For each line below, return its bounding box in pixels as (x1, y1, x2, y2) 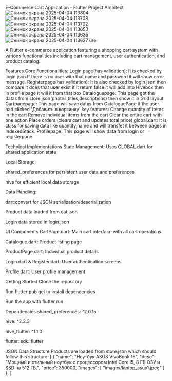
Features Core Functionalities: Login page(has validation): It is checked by (5, 68, 162, 74)
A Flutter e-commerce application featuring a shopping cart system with (5, 47, 158, 53)
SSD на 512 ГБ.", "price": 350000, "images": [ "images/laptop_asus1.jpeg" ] (5, 365, 165, 371)
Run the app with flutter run (5, 298, 64, 304)
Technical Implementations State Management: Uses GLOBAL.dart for (5, 143, 153, 150)
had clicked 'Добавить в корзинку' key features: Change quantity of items (5, 106, 164, 112)
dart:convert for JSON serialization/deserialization (5, 199, 111, 205)
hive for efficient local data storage (5, 179, 80, 185)
